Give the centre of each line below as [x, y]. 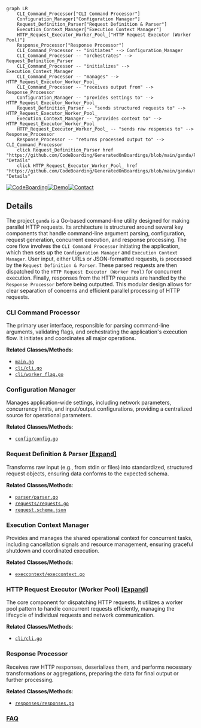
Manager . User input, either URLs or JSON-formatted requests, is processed [99, 259]
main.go [24, 362]
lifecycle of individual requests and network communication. [80, 615]
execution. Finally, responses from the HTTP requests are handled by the [96, 278]
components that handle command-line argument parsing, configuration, [96, 233]
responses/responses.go [45, 703]
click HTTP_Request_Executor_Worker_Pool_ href [77, 166]
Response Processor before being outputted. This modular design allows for [99, 284]
